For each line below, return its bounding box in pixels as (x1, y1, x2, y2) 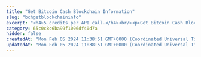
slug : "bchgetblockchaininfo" (6, 14, 82, 20)
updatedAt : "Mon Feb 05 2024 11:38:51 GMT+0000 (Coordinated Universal (6, 42, 188, 48)
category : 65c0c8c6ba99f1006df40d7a (6, 25, 98, 31)
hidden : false (6, 31, 42, 37)
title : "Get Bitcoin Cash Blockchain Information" (6, 8, 135, 15)
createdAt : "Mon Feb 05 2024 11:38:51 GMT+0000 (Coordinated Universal (6, 36, 188, 42)
